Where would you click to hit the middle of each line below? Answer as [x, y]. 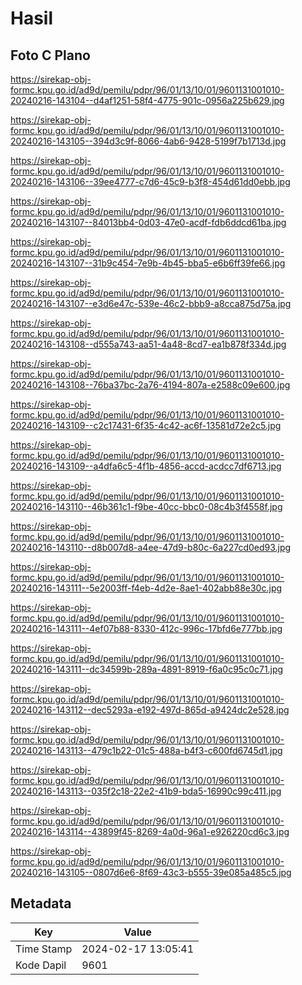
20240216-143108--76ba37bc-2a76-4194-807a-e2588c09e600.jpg [150, 385]
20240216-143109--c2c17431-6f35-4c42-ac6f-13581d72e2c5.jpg [146, 425]
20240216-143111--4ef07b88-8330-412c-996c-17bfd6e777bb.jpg [146, 628]
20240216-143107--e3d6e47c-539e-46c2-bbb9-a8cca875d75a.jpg [151, 303]
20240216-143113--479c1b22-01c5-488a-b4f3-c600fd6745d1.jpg [146, 750]
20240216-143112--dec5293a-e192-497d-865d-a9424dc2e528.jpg [150, 710]
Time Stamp [44, 949]
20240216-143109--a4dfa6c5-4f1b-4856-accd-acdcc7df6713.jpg [146, 466]
